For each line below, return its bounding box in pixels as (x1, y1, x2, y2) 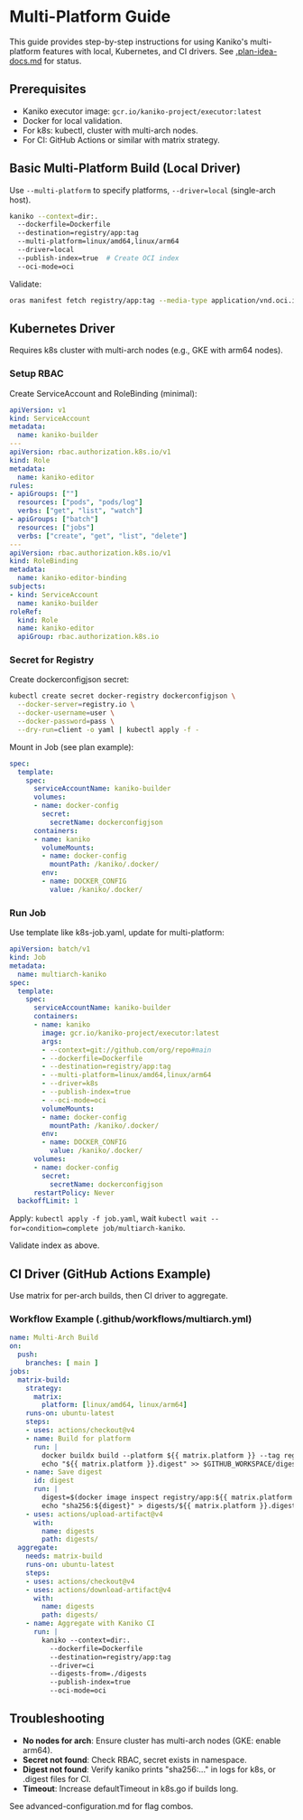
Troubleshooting (9, 1711, 106, 1727)
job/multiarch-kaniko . (102, 1223, 186, 1234)
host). (9, 194, 32, 205)
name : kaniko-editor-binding (17, 574, 127, 583)
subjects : (9, 582, 47, 591)
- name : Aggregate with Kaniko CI (25, 1619, 155, 1628)
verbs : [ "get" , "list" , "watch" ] (17, 506, 143, 516)
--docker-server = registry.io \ (17, 700, 135, 709)
